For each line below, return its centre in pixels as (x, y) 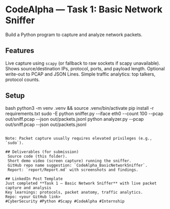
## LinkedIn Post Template (34, 179)
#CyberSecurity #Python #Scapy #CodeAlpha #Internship (65, 201)
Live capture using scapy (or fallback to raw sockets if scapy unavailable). (83, 63)
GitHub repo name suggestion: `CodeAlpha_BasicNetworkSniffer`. (77, 165)
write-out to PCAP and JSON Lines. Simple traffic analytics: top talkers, (80, 74)
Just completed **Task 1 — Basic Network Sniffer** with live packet (81, 183)
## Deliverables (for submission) (42, 152)
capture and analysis (28, 188)
